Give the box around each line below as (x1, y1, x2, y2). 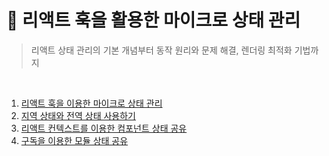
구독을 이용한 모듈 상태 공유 (20, 134, 129, 146)
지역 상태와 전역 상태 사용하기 (20, 109, 136, 121)
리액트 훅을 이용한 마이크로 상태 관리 (20, 97, 163, 109)
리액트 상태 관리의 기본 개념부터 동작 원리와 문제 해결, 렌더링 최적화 (30, 44, 293, 56)
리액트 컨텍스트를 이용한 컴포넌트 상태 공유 (20, 122, 188, 134)
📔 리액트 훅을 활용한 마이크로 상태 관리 (6, 9, 301, 32)
